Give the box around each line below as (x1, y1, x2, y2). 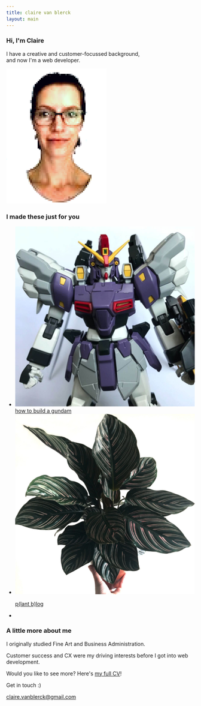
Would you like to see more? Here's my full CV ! (6, 669, 122, 677)
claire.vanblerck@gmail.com (6, 693, 77, 700)
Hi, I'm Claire (6, 37, 44, 45)
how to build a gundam (14, 407, 72, 414)
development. (6, 658, 40, 665)
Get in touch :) (6, 681, 42, 689)
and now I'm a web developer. (6, 56, 81, 64)
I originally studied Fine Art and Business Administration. (6, 640, 145, 647)
